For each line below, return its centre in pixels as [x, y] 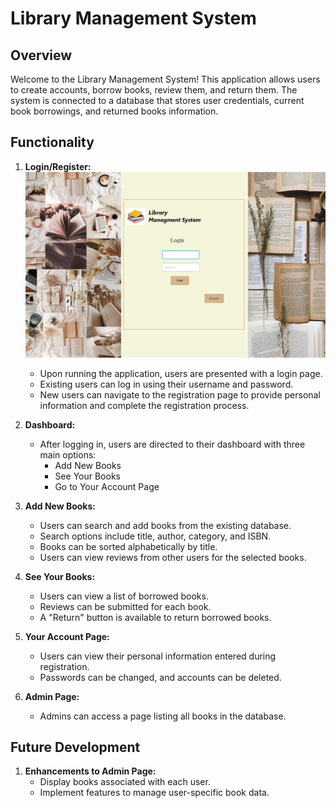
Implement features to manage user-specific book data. [154, 793]
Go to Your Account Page [107, 486]
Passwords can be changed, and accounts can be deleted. [160, 677]
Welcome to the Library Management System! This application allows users [165, 79]
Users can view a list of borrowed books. [124, 596]
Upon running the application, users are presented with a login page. [181, 373]
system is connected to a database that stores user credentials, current [157, 100]
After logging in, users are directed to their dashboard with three [172, 444]
